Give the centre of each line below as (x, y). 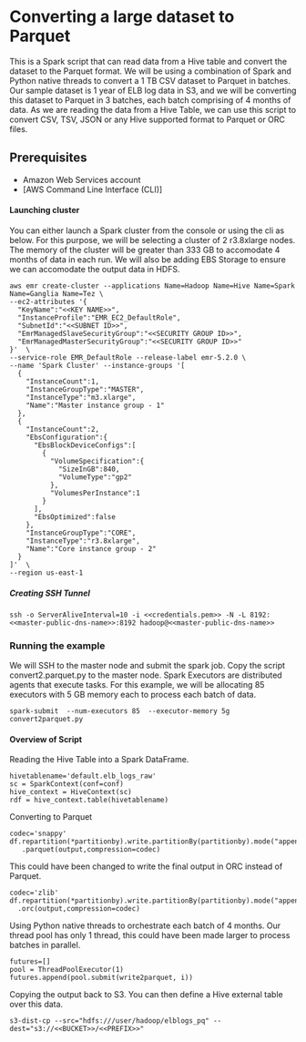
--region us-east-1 (46, 572)
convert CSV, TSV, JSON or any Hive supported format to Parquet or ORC (147, 119)
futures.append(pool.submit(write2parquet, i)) (102, 978)
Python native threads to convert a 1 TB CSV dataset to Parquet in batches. (150, 80)
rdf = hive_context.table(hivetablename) (89, 800)
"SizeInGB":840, (89, 469)
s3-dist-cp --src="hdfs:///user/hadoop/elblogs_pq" (109, 1021)
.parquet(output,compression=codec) (91, 850)
